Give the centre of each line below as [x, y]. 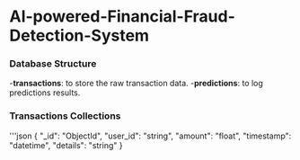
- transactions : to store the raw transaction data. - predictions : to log [136, 84]
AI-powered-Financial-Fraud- [123, 17]
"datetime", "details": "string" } [66, 145]
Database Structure [53, 64]
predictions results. [45, 93]
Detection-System [79, 36]
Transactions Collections [65, 116]
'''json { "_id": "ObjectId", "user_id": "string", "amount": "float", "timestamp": [150, 136]
